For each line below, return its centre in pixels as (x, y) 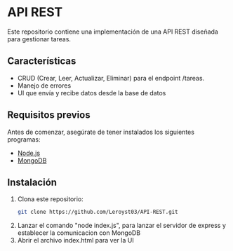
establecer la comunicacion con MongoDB (79, 233)
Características (42, 61)
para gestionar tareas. (39, 39)
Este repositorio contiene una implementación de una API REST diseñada (113, 32)
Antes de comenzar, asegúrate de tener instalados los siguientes (101, 132)
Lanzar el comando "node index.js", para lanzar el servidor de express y (122, 226)
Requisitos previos (49, 115)
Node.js (29, 153)
